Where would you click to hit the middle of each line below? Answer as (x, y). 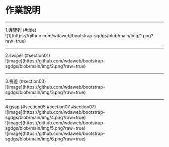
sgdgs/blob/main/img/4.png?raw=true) (46, 117)
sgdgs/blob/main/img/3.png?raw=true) (46, 92)
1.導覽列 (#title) (21, 30)
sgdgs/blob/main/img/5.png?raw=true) (46, 128)
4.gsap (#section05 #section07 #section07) (51, 107)
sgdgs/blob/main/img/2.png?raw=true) (46, 66)
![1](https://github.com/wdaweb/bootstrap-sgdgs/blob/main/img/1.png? (79, 35)
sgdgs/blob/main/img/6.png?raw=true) (46, 138)
